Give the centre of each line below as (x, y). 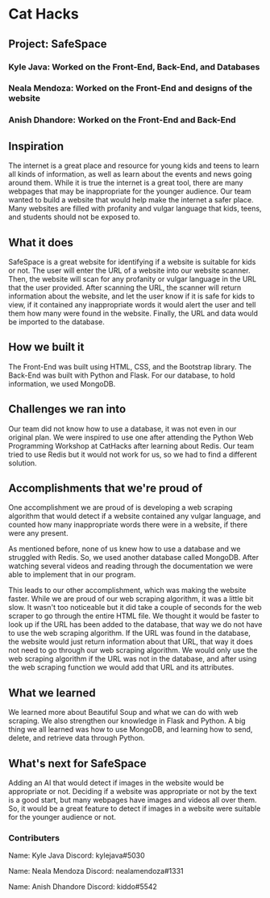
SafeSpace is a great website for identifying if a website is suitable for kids (132, 261)
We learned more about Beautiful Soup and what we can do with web (123, 712)
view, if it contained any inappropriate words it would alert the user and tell (132, 304)
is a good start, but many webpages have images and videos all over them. (133, 800)
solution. (23, 463)
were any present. (38, 533)
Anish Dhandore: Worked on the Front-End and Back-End (122, 120)
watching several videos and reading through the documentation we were (131, 566)
